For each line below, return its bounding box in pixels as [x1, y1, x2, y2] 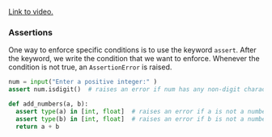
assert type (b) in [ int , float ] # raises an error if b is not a [15, 114, 244, 123]
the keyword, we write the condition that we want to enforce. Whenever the [8, 54, 261, 64]
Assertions [8, 27, 53, 38]
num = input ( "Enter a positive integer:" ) [8, 78, 158, 86]
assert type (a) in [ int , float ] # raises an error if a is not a [15, 107, 244, 115]
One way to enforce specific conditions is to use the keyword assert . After [8, 45, 257, 55]
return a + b [15, 122, 60, 131]
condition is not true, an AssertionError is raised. [8, 62, 172, 72]
